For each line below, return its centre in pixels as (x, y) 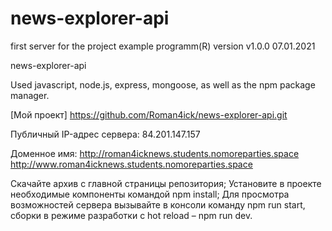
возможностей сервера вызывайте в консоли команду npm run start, (158, 204)
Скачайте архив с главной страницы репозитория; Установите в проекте (166, 183)
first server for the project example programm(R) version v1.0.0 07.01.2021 (163, 46)
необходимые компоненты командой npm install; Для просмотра (150, 194)
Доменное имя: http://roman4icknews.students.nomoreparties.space (155, 153)
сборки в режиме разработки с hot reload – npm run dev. (131, 215)
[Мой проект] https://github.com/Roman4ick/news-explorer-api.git (149, 114)
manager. (30, 95)
